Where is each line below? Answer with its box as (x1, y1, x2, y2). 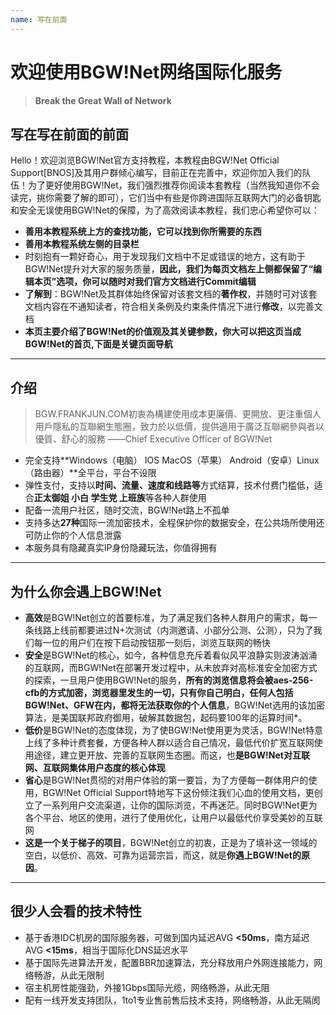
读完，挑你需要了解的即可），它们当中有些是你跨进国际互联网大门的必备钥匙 (10, 192, 322, 204)
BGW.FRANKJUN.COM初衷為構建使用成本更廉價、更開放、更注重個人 (34, 408, 322, 420)
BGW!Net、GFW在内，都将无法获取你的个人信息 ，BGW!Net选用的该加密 (24, 699, 325, 711)
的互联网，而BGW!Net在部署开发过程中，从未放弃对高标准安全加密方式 (24, 662, 318, 673)
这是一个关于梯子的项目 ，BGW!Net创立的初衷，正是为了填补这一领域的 (24, 837, 318, 848)
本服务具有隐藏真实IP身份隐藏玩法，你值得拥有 (24, 542, 218, 554)
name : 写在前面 (10, 14, 68, 25)
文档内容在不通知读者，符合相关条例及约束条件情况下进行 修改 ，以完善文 (24, 301, 323, 313)
